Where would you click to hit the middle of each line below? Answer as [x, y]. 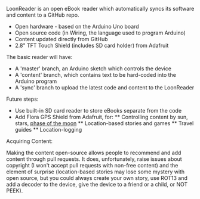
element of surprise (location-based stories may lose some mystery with [96, 172]
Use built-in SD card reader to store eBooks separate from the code [98, 111]
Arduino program [36, 81]
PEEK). [15, 191]
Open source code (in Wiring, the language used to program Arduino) [100, 33]
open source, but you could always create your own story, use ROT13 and [97, 178]
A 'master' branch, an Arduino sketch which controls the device [93, 69]
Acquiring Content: [29, 141]
